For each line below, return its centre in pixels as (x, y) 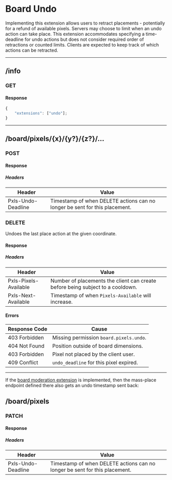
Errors (12, 315)
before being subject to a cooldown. (94, 287)
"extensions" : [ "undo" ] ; (41, 113)
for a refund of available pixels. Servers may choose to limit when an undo (84, 28)
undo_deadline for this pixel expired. (95, 362)
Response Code (28, 329)
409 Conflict (23, 362)
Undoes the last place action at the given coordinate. (61, 234)
